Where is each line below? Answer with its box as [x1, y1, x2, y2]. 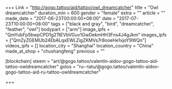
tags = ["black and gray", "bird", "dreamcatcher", [51, 21, 155, 27]
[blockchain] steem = [5, 58, 50, 64]
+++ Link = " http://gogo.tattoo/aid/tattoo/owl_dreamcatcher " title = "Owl [5, 5, 159, 10]
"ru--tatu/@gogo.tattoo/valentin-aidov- [76, 64, 160, 69]
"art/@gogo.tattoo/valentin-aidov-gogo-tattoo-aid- [51, 58, 159, 64]
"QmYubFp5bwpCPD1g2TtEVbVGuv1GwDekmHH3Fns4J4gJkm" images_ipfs [5, 32, 167, 38]
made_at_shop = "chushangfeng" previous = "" [5, 48, 105, 54]
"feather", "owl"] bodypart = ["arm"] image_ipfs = [5, 26, 110, 32]
